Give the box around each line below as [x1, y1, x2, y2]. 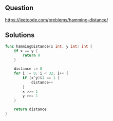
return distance [14, 107, 47, 112]
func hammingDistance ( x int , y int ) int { [5, 44, 93, 49]
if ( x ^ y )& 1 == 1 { [22, 75, 60, 80]
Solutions [5, 31, 35, 40]
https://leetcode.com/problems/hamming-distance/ [5, 17, 109, 22]
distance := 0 [14, 66, 42, 71]
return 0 [22, 53, 40, 58]
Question [5, 4, 34, 12]
